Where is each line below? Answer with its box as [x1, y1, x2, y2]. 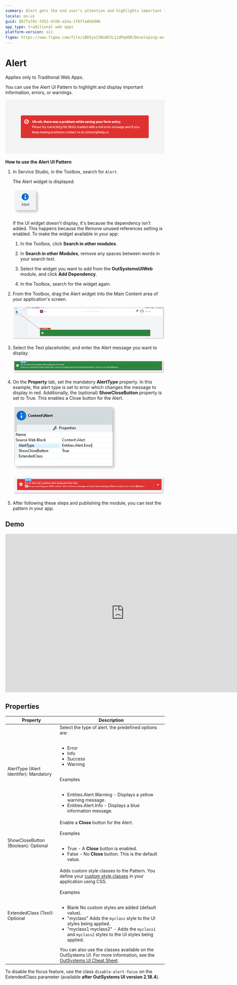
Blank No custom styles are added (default [67, 904, 156, 910]
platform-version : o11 [5, 29, 53, 35]
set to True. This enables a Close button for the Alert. [12, 395, 124, 401]
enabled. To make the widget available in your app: [12, 231, 119, 237]
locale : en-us [5, 13, 35, 19]
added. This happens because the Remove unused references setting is [12, 226, 163, 232]
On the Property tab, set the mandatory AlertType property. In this [12, 379, 152, 385]
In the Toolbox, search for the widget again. [20, 281, 111, 287]
